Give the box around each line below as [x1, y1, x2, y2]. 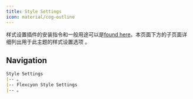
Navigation [6, 55, 47, 65]
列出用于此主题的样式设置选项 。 [11, 38, 90, 45]
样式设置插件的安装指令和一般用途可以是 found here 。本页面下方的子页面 [6, 30, 182, 38]
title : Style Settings [6, 8, 62, 15]
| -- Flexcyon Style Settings [6, 82, 78, 88]
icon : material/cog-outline [6, 14, 75, 20]
